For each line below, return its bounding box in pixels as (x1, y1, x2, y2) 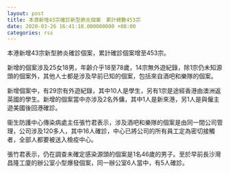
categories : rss (7, 29, 53, 36)
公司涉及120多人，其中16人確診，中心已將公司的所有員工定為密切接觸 (18, 127, 216, 135)
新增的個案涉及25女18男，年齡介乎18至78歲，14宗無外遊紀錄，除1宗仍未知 (7, 63, 217, 72)
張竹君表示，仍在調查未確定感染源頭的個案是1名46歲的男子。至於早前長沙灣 (7, 150, 221, 159)
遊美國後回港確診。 (7, 104, 62, 112)
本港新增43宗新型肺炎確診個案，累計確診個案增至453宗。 (7, 49, 170, 57)
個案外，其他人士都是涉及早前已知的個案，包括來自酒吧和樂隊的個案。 (18, 72, 217, 80)
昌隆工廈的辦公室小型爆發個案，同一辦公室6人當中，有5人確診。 (7, 159, 188, 167)
